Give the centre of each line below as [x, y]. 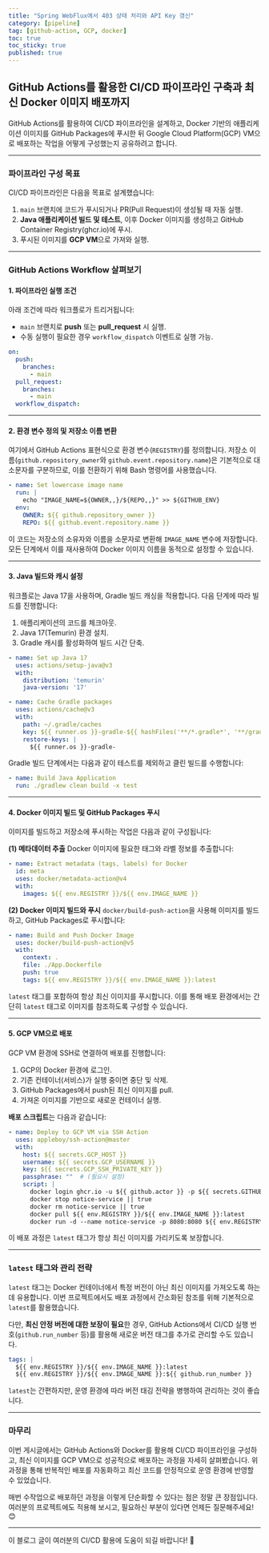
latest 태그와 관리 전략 [50, 1269]
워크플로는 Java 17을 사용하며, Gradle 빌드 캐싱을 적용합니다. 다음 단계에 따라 [129, 595]
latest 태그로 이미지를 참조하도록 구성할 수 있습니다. [105, 1006]
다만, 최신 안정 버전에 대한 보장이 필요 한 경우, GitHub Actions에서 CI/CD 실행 [128, 1324]
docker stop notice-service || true [90, 1199]
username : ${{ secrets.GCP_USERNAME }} [89, 1162]
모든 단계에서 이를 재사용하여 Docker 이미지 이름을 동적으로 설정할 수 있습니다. [131, 549]
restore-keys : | [50, 739]
